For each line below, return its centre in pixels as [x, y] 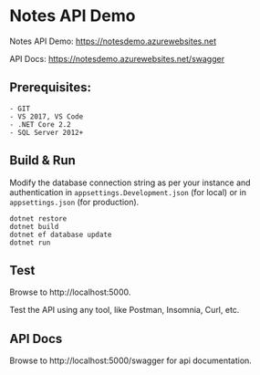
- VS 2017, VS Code [47, 116]
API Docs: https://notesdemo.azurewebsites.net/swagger [117, 58]
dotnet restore [38, 219]
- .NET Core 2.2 [40, 124]
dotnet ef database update [61, 234]
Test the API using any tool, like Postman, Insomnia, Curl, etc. [125, 310]
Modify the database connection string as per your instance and [130, 182]
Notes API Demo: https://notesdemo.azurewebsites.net [113, 41]
